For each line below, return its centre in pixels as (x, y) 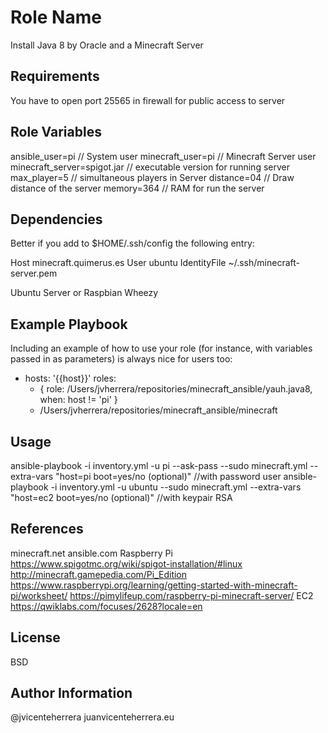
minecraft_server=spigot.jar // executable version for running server (150, 167)
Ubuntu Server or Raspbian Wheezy (84, 293)
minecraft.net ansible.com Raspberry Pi (91, 553)
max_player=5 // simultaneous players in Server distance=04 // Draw (152, 177)
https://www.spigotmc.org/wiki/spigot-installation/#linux (126, 563)
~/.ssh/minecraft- (264, 263)
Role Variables (56, 132)
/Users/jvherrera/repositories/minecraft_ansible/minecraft (158, 410)
